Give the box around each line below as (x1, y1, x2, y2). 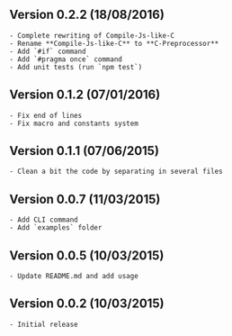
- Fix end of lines (9, 111, 83, 120)
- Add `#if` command (9, 47, 87, 56)
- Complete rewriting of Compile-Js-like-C (9, 31, 175, 40)
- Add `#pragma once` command (9, 54, 123, 64)
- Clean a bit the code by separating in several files (9, 167, 223, 177)
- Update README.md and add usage (9, 272, 139, 281)
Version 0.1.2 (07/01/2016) (9, 87, 161, 103)
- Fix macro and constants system (9, 119, 139, 128)
